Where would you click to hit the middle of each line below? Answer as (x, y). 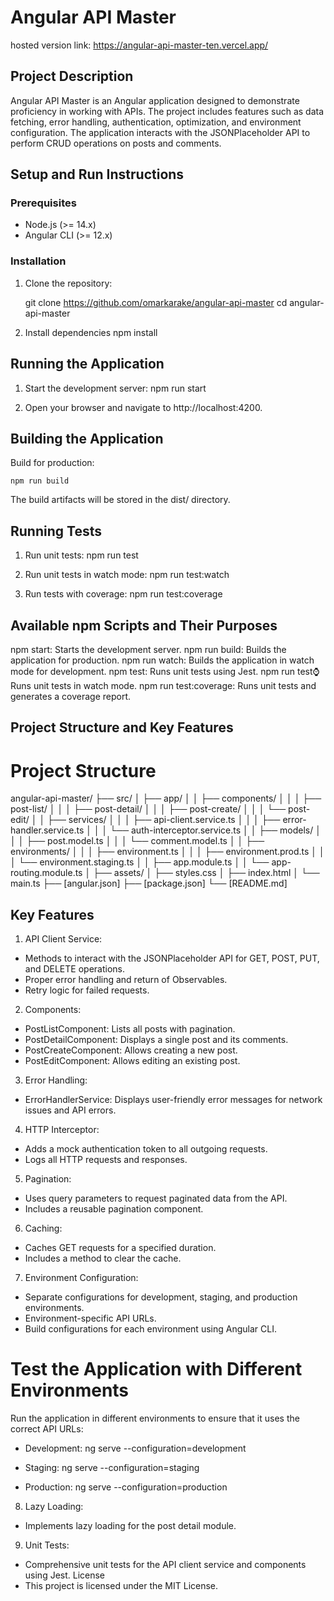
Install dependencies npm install (91, 332)
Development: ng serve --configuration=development (135, 1448)
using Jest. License (65, 1575)
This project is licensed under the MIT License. (121, 1586)
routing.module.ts (46, 873)
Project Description (72, 76)
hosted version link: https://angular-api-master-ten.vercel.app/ (139, 45)
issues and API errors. (70, 1110)
